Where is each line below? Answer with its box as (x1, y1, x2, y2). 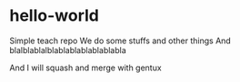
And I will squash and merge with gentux (9, 62, 162, 73)
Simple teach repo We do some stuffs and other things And (9, 35, 232, 46)
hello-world (9, 5, 100, 26)
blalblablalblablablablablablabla (9, 44, 127, 55)
